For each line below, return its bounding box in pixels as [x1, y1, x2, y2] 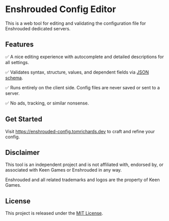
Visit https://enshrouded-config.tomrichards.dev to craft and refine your [5, 128, 155, 134]
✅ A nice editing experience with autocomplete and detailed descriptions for [5, 53, 164, 60]
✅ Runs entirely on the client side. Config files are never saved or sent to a [5, 84, 160, 90]
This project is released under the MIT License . [5, 210, 103, 216]
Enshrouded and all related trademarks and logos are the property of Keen [5, 177, 160, 183]
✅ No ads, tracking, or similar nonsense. [5, 100, 89, 106]
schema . [5, 75, 23, 81]
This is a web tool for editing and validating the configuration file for [5, 20, 146, 26]
